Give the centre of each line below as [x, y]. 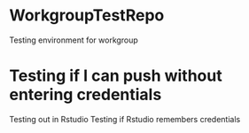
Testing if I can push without [116, 76]
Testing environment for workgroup [74, 40]
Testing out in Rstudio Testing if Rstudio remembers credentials [125, 119]
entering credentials [86, 95]
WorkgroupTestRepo [87, 16]
